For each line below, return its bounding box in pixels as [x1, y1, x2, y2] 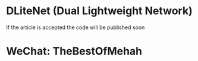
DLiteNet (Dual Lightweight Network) [6, 4, 193, 18]
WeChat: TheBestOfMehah [6, 44, 143, 58]
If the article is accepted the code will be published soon [6, 24, 145, 31]
